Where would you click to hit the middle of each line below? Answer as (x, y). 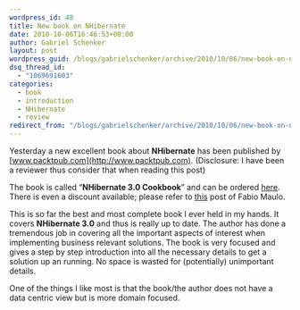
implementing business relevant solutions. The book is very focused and (142, 243)
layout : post (33, 51)
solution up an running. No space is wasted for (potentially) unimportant (142, 261)
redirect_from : (37, 126)
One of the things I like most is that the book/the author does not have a (142, 288)
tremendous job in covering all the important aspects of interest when (137, 233)
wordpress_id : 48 (42, 17)
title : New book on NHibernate (67, 26)
